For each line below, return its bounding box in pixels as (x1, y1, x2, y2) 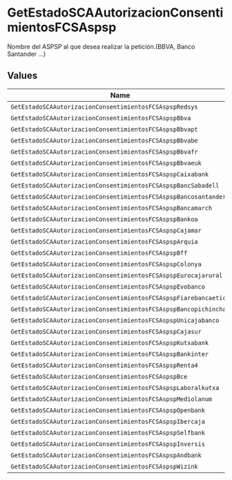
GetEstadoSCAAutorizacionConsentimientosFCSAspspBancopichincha (10, 305, 226, 313)
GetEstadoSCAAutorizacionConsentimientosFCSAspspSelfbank (10, 429, 206, 436)
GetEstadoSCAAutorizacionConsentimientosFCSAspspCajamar (10, 226, 202, 234)
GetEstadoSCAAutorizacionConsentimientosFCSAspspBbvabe (10, 136, 198, 145)
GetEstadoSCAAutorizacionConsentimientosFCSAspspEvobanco (10, 282, 206, 290)
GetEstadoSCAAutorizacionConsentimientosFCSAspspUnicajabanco (10, 316, 220, 324)
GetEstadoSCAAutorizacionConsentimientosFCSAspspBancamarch (10, 204, 213, 212)
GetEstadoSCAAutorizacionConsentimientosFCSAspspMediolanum (10, 395, 213, 403)
